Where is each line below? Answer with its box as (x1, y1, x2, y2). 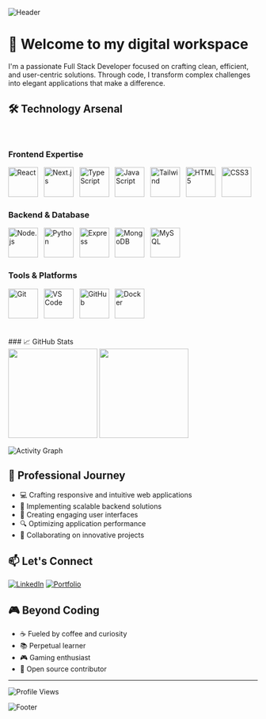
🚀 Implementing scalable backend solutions (19, 502, 162, 511)
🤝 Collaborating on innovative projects (19, 530, 145, 540)
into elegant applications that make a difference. (8, 78, 165, 87)
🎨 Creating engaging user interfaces (19, 510, 139, 520)
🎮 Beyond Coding (8, 603, 101, 617)
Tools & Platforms (8, 270, 78, 281)
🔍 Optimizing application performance (19, 519, 146, 529)
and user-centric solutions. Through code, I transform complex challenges (8, 70, 251, 79)
